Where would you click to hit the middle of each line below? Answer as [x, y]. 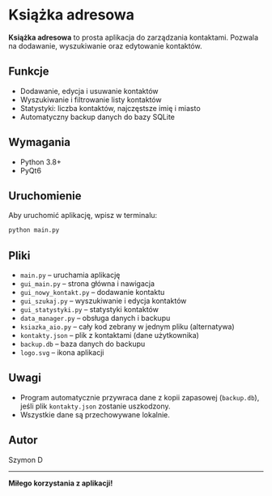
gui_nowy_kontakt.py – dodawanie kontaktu [92, 293]
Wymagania [40, 142]
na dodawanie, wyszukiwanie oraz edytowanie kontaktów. [105, 45]
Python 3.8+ [41, 162]
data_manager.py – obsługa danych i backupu [95, 319]
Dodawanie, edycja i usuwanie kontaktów [89, 91]
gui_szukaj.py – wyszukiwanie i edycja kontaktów [103, 301]
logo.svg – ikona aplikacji [62, 353]
